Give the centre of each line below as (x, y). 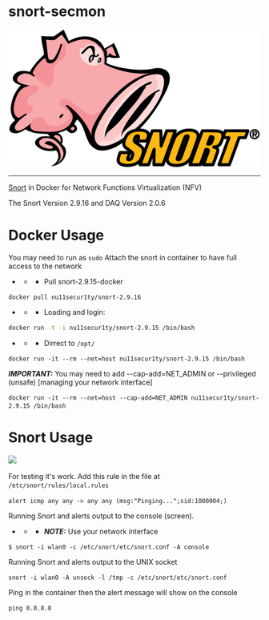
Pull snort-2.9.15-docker (83, 281)
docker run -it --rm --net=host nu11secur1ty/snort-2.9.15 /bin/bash (127, 359)
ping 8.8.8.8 (30, 608)
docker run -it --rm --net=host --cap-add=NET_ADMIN (98, 398)
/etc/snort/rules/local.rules (59, 486)
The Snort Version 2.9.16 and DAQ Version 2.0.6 (87, 203)
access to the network (45, 266)
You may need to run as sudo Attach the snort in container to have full (123, 257)
